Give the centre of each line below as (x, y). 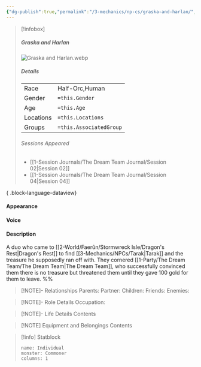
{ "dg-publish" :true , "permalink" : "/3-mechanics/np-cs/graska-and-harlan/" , (101, 12)
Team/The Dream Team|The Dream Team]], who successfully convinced (96, 266)
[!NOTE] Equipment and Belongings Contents (77, 326)
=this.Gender (76, 98)
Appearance (22, 206)
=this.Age (71, 108)
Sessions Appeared (45, 143)
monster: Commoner (44, 354)
